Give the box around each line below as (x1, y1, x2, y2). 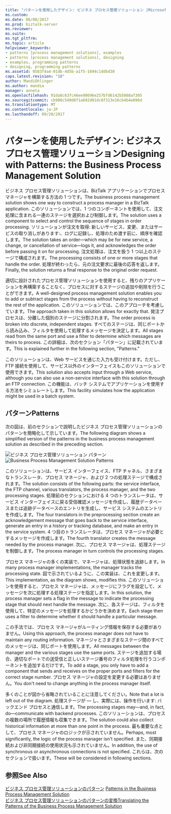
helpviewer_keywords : (5, 45, 51, 50)
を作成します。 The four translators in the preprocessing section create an (5, 511, 160, 517)
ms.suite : (5, 31, 26, 36)
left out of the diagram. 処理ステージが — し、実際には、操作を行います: (5, 697, 156, 703)
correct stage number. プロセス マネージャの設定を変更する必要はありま (5, 674, 157, 680)
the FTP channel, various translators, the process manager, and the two (5, 486, 156, 492)
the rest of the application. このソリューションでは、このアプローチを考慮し (5, 302, 164, 308)
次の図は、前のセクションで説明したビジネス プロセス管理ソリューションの (5, 424, 163, 430)
